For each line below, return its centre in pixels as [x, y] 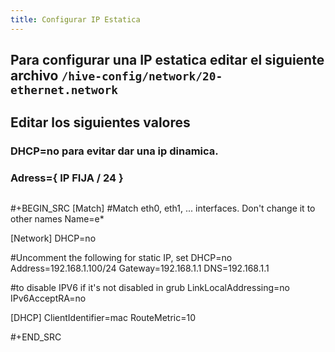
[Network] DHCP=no [53, 238]
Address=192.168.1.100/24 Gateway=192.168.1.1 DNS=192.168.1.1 [140, 268]
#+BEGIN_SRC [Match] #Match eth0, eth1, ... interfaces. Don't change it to [163, 208]
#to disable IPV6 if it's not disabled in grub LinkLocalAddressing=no [150, 287]
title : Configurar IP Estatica [75, 19]
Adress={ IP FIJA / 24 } [67, 178]
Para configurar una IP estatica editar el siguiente [167, 60]
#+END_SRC [36, 337]
